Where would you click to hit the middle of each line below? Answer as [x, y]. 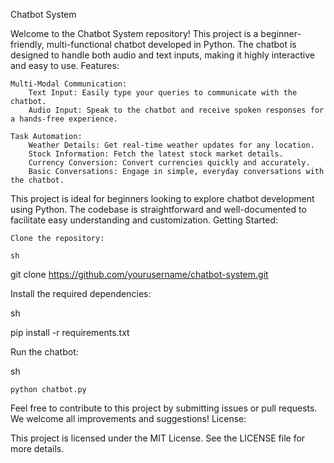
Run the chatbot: [44, 352]
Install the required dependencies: [81, 293]
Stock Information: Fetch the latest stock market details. [156, 154]
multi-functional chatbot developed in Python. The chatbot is [171, 44]
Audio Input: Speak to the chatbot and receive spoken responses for [176, 110]
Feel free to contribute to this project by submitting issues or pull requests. [164, 408]
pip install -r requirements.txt [70, 332]
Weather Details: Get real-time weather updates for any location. [171, 145]
